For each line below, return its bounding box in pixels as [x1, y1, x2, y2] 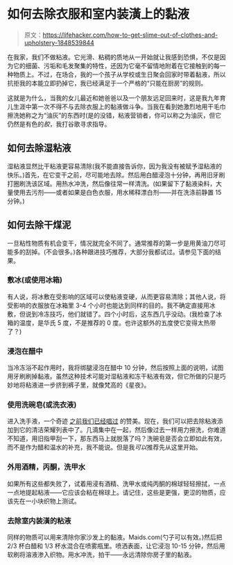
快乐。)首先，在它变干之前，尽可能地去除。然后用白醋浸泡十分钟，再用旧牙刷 [7, 170, 225, 179]
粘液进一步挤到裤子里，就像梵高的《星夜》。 [25, 381, 150, 390]
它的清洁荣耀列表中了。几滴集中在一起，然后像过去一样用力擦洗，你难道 [19, 426, 226, 434]
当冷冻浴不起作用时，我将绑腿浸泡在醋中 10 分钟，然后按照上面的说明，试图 [7, 363, 224, 372]
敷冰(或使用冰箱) [7, 276, 62, 285]
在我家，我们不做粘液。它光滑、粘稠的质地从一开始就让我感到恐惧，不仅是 [7, 53, 220, 61]
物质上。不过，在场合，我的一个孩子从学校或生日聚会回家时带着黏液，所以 [12, 70, 226, 79]
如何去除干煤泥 [7, 219, 71, 231]
